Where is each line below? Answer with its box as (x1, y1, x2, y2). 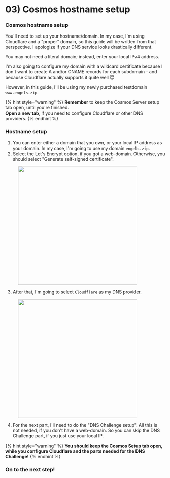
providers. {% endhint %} (5, 116, 59, 122)
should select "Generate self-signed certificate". (12, 156, 114, 162)
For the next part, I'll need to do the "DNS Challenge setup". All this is (12, 422, 157, 428)
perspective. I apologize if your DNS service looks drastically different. (5, 44, 153, 50)
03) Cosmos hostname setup (5, 4, 130, 15)
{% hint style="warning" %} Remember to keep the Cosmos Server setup (5, 99, 160, 105)
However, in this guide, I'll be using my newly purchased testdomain (5, 84, 148, 90)
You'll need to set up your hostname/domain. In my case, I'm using (5, 33, 145, 39)
